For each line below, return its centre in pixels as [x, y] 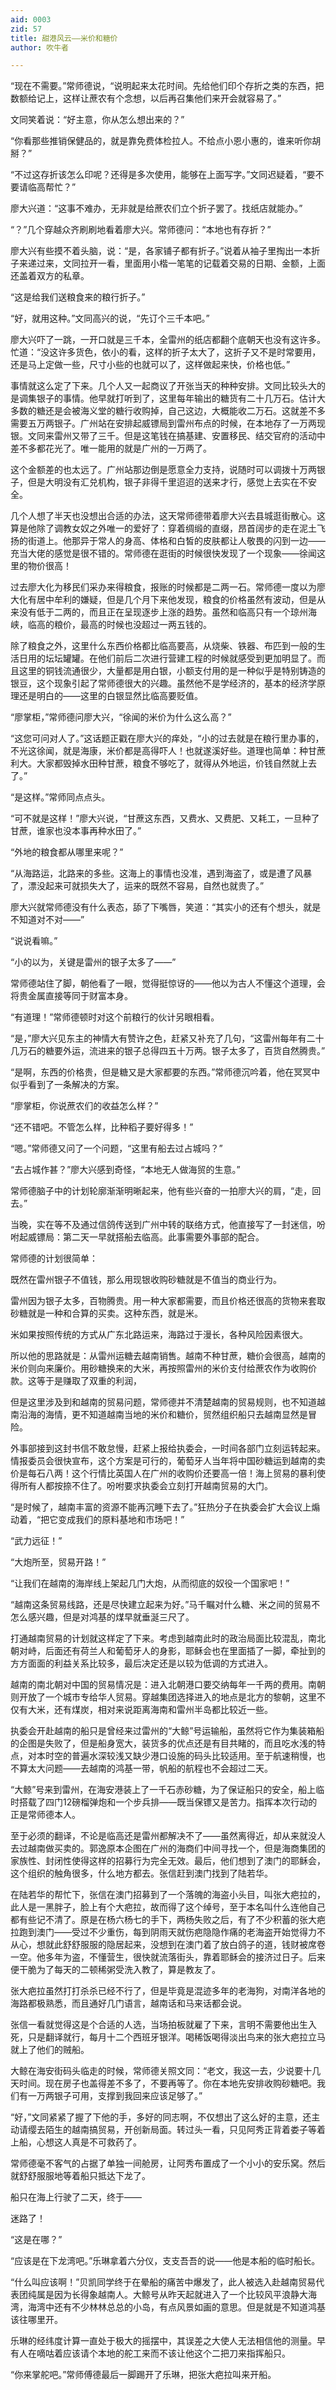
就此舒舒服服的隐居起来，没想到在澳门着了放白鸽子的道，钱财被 [176, 1945]
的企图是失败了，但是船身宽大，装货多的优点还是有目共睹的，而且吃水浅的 [163, 1743]
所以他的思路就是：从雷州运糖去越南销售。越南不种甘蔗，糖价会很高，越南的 [168, 1356]
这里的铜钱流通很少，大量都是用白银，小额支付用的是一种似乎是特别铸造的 [172, 671]
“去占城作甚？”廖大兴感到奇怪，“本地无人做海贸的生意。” [125, 1170]
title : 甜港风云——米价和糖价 [64, 38]
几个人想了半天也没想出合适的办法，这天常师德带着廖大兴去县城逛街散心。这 [168, 516]
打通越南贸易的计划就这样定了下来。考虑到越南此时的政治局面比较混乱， [159, 1638]
